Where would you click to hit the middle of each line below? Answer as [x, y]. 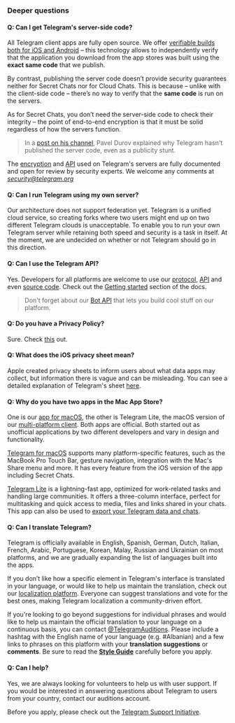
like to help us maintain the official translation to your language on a [105, 622]
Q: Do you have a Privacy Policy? [56, 323]
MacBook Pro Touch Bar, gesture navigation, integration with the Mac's [110, 461]
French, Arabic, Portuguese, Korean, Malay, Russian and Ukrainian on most [115, 550]
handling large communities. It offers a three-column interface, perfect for [114, 496]
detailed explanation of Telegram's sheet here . [74, 385]
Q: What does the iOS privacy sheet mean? [71, 355]
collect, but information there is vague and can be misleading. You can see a [117, 378]
